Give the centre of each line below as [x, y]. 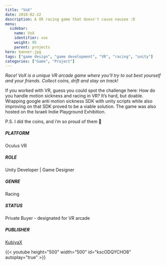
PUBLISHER [17, 229]
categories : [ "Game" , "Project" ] [40, 61]
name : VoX [24, 33]
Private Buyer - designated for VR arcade [47, 218]
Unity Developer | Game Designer [40, 170]
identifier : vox [31, 38]
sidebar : [19, 29]
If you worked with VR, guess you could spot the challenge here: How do [80, 90]
